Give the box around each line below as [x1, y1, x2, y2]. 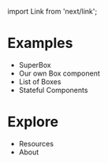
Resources [18, 139, 54, 148]
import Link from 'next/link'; [7, 7, 98, 16]
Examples [7, 35, 73, 52]
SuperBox [18, 60, 52, 69]
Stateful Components [18, 85, 88, 94]
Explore [7, 113, 59, 131]
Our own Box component [18, 69, 100, 78]
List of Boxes [18, 76, 61, 86]
